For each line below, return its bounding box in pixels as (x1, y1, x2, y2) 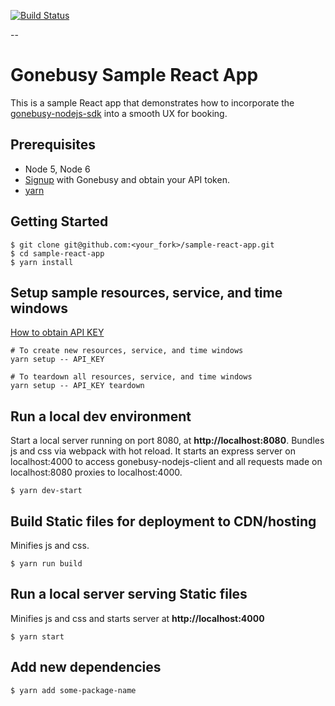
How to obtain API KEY (10, 326, 105, 339)
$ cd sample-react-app (10, 248, 105, 259)
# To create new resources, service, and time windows (10, 346, 244, 356)
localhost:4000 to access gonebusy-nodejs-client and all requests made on (10, 456, 323, 468)
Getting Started (10, 213, 109, 230)
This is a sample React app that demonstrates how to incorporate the (10, 96, 295, 109)
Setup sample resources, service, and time (10, 284, 283, 301)
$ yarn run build (10, 559, 83, 569)
